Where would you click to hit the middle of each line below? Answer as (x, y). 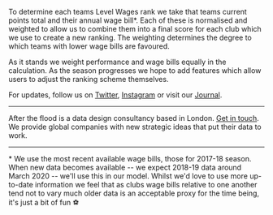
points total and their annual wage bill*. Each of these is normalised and (128, 20)
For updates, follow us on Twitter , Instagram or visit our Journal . (115, 95)
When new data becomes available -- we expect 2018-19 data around (125, 167)
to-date (21, 185)
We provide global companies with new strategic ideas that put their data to (135, 127)
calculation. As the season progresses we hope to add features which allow (135, 71)
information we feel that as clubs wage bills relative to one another (146, 185)
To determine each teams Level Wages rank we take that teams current (128, 12)
